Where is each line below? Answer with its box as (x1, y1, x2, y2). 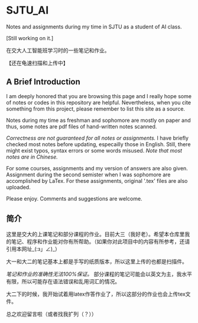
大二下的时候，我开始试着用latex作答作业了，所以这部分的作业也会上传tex (6, 290, 186, 298)
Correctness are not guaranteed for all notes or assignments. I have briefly (6, 134, 189, 141)
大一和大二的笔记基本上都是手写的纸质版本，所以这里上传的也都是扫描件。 (6, 258, 187, 265)
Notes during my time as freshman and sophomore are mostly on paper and (6, 117, 191, 124)
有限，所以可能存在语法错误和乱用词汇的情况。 (6, 277, 120, 285)
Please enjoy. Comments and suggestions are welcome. (6, 195, 143, 202)
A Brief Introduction (6, 77, 81, 87)
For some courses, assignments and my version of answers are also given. (6, 164, 188, 172)
